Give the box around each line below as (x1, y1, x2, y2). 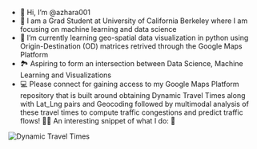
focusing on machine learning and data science (19, 25, 177, 33)
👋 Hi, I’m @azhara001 (19, 8, 90, 17)
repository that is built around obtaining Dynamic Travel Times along (19, 91, 246, 100)
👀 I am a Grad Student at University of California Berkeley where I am (19, 16, 248, 25)
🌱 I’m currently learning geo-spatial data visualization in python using (19, 33, 249, 42)
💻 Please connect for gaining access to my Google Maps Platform (19, 80, 239, 88)
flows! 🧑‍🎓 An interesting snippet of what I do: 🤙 (19, 116, 176, 125)
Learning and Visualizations (19, 70, 112, 80)
